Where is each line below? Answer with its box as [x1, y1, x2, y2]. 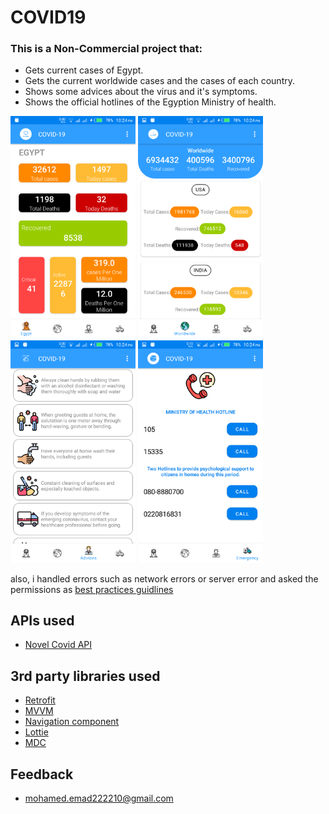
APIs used [10, 612, 75, 629]
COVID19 [10, 6, 87, 29]
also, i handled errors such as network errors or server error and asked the [10, 572, 319, 585]
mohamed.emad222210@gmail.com [24, 792, 174, 805]
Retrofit [24, 694, 56, 706]
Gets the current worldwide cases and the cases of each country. [24, 75, 295, 87]
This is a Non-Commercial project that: [10, 42, 203, 56]
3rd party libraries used [10, 667, 161, 685]
